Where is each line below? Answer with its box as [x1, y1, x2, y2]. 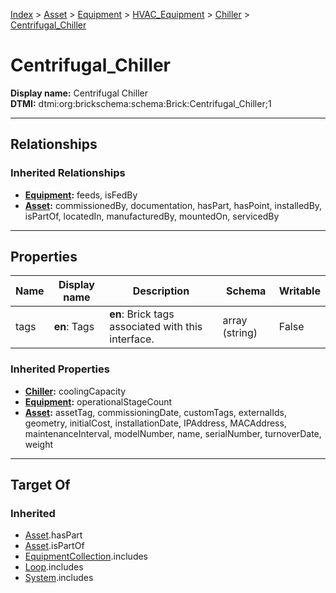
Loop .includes [24, 561, 84, 573]
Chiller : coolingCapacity [24, 385, 127, 397]
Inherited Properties [10, 362, 110, 376]
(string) [222, 326, 258, 340]
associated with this [109, 320, 203, 334]
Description [132, 284, 190, 298]
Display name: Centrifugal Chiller [10, 87, 148, 99]
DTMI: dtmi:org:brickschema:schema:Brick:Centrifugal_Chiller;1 [10, 97, 272, 109]
